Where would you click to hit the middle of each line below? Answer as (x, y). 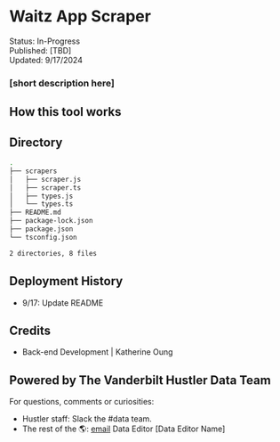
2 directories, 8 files (53, 253)
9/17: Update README (63, 303)
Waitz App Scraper (80, 16)
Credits (30, 330)
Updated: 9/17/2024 (46, 60)
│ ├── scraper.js (45, 179)
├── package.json (41, 229)
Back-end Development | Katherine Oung (97, 352)
